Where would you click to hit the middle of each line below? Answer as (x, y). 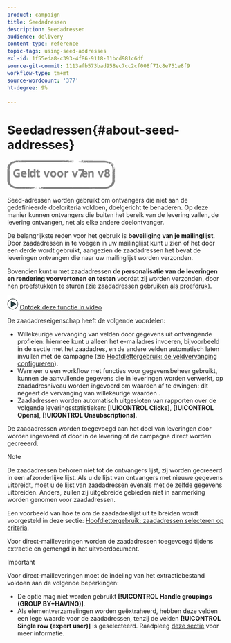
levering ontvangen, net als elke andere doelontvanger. (86, 223)
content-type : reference (43, 44)
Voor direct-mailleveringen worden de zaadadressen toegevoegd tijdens (110, 542)
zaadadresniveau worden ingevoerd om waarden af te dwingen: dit (113, 386)
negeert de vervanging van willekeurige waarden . (89, 393)
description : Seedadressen (46, 29)
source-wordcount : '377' (43, 80)
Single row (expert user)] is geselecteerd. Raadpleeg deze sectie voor (118, 626)
